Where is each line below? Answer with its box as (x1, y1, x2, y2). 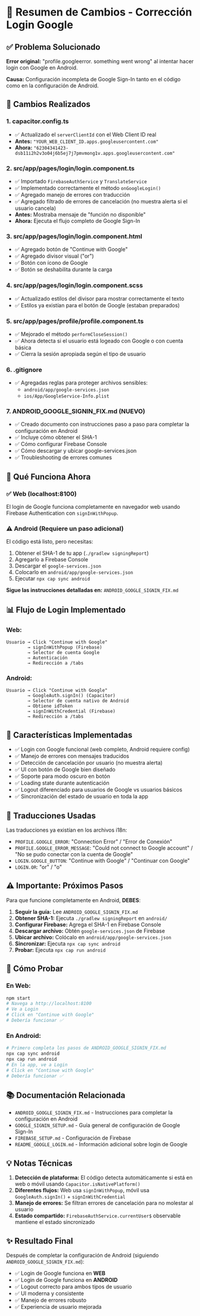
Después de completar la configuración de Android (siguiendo (6, 1251, 159, 1259)
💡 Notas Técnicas (6, 1158, 73, 1168)
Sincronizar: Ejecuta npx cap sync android (14, 940, 121, 947)
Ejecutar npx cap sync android (14, 575, 90, 582)
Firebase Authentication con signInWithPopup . (6, 509, 118, 517)
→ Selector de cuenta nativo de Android (27, 698, 129, 704)
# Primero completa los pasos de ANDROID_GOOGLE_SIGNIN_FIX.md (6, 1045, 167, 1051)
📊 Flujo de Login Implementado (6, 604, 126, 615)
